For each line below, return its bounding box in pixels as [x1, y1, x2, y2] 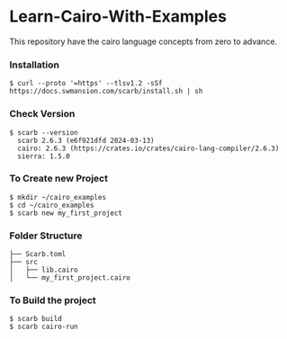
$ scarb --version [9, 128, 78, 137]
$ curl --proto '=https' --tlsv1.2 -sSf [9, 79, 164, 88]
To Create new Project [9, 173, 108, 185]
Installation [9, 58, 60, 71]
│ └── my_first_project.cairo [9, 273, 130, 282]
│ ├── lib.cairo [9, 265, 78, 275]
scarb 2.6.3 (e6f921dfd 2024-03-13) [17, 136, 155, 145]
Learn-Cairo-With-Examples [9, 6, 228, 27]
